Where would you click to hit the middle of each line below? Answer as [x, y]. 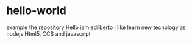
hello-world [37, 11]
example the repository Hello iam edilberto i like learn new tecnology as [96, 27]
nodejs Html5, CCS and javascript [48, 33]
